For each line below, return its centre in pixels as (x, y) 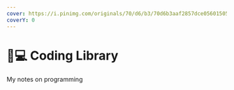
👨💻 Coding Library (63, 55)
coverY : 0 (21, 20)
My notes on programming (45, 80)
